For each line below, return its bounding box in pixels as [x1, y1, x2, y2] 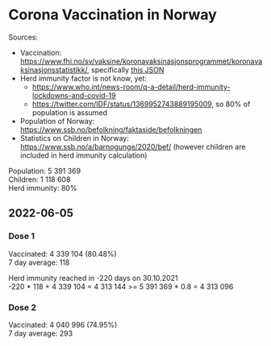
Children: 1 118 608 [8, 175, 71, 184]
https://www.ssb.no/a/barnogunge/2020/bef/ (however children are [19, 142, 246, 151]
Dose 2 [8, 302, 36, 313]
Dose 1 [8, 231, 35, 242]
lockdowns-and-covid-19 [31, 90, 116, 100]
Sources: [8, 32, 39, 42]
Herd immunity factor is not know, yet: [19, 73, 148, 83]
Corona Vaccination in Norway [8, 6, 218, 24]
